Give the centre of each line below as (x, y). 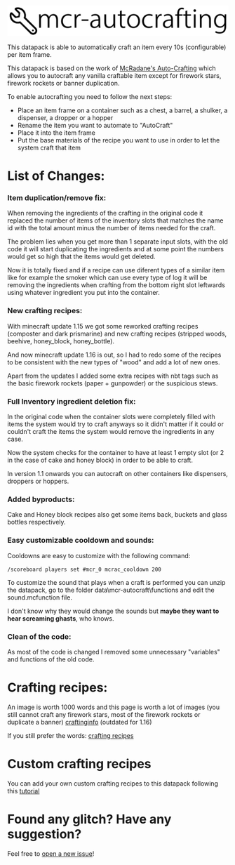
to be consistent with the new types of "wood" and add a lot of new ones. (114, 362)
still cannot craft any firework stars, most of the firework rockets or (104, 714)
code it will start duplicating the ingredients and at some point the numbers (116, 249)
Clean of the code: (39, 636)
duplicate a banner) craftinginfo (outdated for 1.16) (80, 722)
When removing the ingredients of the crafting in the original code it (105, 213)
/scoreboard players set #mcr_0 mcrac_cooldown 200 (84, 569)
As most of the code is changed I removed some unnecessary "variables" (114, 652)
